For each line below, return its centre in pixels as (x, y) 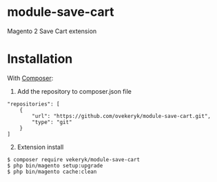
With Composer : (30, 78)
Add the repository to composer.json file (74, 91)
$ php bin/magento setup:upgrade (55, 165)
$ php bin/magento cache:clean (52, 172)
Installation (40, 59)
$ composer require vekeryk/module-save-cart (73, 159)
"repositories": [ (33, 104)
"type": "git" (52, 122)
